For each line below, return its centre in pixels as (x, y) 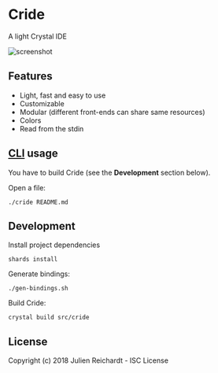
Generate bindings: (39, 274)
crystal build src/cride (49, 318)
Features (30, 76)
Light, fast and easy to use (63, 95)
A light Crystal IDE (37, 36)
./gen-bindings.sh (38, 289)
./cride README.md (38, 202)
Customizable (42, 103)
